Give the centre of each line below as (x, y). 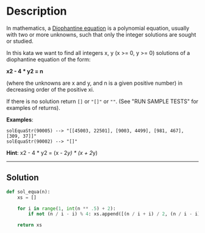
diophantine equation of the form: (49, 59)
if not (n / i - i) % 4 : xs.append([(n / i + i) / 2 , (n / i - (110, 214)
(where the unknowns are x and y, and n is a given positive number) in (95, 83)
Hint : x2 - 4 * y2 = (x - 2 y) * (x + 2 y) (52, 152)
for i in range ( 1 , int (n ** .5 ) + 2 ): (67, 209)
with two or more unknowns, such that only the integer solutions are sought (101, 34)
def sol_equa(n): (28, 192)
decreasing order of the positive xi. (50, 89)
